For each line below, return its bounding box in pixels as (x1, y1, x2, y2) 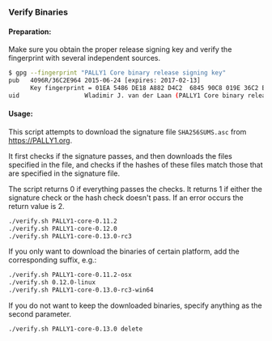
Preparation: (8, 27, 52, 36)
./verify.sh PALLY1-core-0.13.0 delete (8, 325, 143, 334)
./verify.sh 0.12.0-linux (8, 279, 96, 287)
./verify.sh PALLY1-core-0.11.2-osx (8, 271, 132, 279)
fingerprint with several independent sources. (8, 53, 160, 63)
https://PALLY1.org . (8, 135, 73, 145)
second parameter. (8, 309, 71, 319)
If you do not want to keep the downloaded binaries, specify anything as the (8, 301, 262, 310)
